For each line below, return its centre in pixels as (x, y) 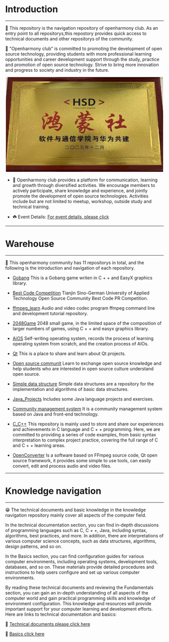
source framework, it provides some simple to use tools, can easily (82, 460)
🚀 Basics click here (25, 634)
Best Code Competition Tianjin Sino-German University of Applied (81, 293)
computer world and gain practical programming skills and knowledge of (80, 598)
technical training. (31, 207)
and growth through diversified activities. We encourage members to (84, 185)
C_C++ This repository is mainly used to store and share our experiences (88, 424)
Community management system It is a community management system (87, 409)
